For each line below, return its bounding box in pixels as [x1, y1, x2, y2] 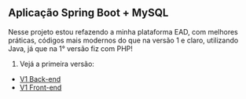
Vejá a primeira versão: [19, 59, 94, 68]
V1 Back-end [19, 74, 61, 83]
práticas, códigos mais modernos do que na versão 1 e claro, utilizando [8, 35, 239, 45]
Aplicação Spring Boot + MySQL [8, 6, 169, 20]
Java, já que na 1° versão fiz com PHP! [8, 43, 134, 53]
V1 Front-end [19, 82, 62, 92]
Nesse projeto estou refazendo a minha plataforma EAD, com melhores [8, 27, 238, 36]
